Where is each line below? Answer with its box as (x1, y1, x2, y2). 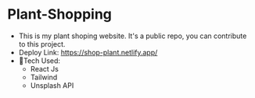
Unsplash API (30, 80, 74, 90)
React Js (30, 64, 59, 73)
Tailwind (30, 72, 58, 82)
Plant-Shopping (7, 5, 113, 23)
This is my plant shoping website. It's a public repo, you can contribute (18, 31, 247, 40)
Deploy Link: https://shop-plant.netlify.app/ (18, 47, 158, 57)
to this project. (18, 39, 66, 48)
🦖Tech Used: (18, 56, 60, 65)
